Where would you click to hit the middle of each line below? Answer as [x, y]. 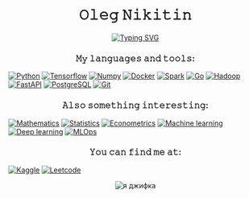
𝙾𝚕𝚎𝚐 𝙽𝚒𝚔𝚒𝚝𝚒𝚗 [135, 15]
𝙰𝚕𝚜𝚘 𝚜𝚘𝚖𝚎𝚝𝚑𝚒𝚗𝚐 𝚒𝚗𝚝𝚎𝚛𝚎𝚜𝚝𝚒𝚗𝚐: [135, 105]
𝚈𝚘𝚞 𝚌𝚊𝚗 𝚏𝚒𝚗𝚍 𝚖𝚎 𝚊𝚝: [135, 152]
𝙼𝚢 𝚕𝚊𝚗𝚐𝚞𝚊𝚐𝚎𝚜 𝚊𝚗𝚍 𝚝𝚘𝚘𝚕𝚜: [135, 58]
